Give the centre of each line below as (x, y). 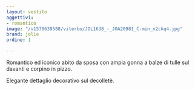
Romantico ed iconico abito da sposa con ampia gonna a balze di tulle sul (98, 62)
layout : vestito (27, 12)
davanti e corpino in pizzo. (39, 69)
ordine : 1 (19, 40)
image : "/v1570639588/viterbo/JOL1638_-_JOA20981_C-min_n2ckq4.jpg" (94, 29)
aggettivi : (20, 18)
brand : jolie (23, 34)
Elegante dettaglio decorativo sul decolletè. (60, 80)
